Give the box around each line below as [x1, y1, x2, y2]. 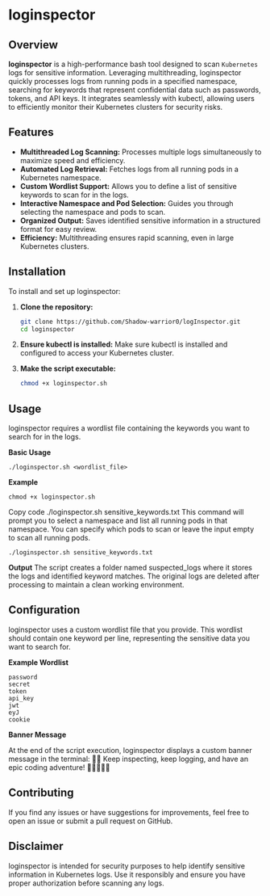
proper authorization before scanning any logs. [8, 878, 164, 888]
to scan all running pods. [8, 533, 91, 543]
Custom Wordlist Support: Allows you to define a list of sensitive [19, 181, 238, 191]
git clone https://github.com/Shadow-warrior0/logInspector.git [19, 318, 241, 326]
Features [8, 125, 54, 139]
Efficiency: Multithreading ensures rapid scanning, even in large [19, 233, 235, 242]
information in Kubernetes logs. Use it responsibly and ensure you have [8, 869, 246, 879]
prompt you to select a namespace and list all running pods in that [8, 515, 228, 526]
